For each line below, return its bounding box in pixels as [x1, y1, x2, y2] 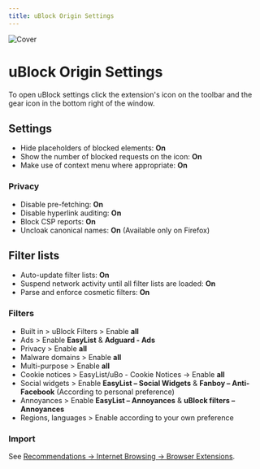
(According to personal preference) [56, 387, 175, 397]
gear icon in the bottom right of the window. [8, 98, 156, 108]
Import [8, 432, 36, 444]
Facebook [19, 387, 55, 397]
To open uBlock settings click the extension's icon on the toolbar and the [8, 89, 253, 99]
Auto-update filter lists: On [19, 270, 110, 280]
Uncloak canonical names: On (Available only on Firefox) [19, 225, 210, 235]
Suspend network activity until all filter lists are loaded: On [19, 279, 216, 289]
